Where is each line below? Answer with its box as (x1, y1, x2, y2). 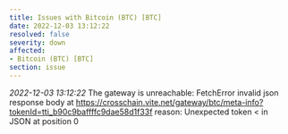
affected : (9, 46, 47, 55)
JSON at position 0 (9, 115, 79, 126)
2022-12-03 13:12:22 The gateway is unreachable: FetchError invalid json (9, 87, 279, 98)
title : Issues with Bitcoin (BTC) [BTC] (9, 13, 163, 22)
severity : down (9, 38, 66, 47)
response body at (9, 96, 74, 107)
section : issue (9, 63, 66, 72)
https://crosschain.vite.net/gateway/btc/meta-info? (75, 96, 264, 107)
